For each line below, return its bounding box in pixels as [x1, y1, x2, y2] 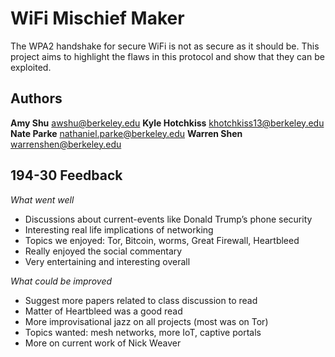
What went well [10, 193, 75, 206]
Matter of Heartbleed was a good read [24, 305, 183, 317]
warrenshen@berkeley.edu [10, 138, 122, 150]
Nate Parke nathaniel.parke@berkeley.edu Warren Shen [10, 127, 243, 139]
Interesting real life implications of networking [24, 223, 214, 236]
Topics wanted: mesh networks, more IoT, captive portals [24, 326, 262, 338]
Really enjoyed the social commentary [24, 245, 183, 257]
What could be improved [10, 275, 113, 287]
